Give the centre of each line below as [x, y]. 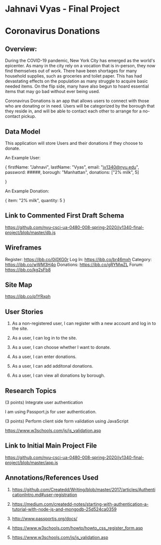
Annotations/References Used [52, 478]
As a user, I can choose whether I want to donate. [61, 347]
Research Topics [31, 391]
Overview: [21, 49]
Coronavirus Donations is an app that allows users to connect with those [77, 101]
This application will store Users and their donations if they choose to [74, 143]
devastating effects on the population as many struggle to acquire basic [77, 81]
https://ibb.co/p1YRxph [28, 296]
